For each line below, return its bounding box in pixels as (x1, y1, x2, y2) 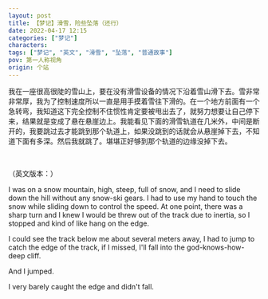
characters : (8, 41, 48, 49)
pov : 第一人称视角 (8, 57, 62, 65)
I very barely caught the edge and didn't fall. (8, 281, 154, 291)
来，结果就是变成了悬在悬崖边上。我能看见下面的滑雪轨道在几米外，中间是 (8, 116, 253, 126)
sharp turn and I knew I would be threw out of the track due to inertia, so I (8, 210, 250, 219)
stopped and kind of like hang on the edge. (8, 218, 150, 228)
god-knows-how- (186, 242, 245, 252)
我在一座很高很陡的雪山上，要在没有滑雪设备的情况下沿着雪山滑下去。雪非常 (8, 86, 260, 96)
